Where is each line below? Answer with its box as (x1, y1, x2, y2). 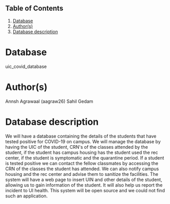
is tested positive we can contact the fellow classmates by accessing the (5, 160, 158, 166)
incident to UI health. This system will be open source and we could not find (5, 187, 165, 193)
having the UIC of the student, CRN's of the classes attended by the (5, 144, 148, 150)
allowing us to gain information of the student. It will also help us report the (5, 182, 163, 188)
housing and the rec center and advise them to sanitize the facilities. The (5, 171, 158, 177)
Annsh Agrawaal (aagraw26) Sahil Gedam (5, 98, 93, 104)
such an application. (5, 193, 48, 199)
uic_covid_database (5, 63, 47, 70)
